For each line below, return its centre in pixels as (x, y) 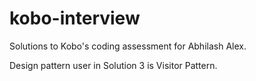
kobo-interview (75, 18)
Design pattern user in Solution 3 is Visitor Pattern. (113, 65)
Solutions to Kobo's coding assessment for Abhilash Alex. (128, 46)
